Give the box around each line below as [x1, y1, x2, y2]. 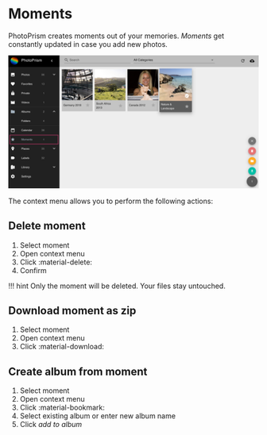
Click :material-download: [19, 342, 105, 352]
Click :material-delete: [19, 257, 93, 267]
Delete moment [8, 219, 86, 233]
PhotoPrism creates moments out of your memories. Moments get [8, 31, 225, 40]
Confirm [19, 265, 48, 275]
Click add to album [19, 420, 83, 429]
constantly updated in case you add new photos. [8, 39, 168, 48]
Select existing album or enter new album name [19, 411, 176, 421]
